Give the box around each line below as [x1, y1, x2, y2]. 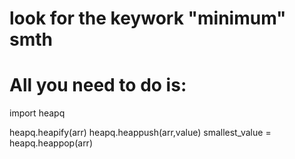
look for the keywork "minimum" [9, 7, 287, 30]
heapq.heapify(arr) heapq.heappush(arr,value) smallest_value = [9, 127, 272, 139]
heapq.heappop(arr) [9, 137, 93, 149]
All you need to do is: [9, 74, 187, 97]
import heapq [9, 107, 66, 119]
